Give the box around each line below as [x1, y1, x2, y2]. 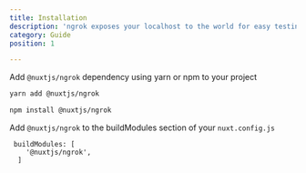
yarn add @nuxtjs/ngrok [9, 89, 100, 98]
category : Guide [9, 30, 71, 39]
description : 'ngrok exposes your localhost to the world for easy [9, 22, 271, 31]
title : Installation [9, 13, 88, 23]
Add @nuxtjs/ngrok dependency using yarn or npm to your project [9, 72, 258, 83]
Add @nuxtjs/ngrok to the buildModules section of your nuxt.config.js [9, 122, 275, 133]
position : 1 [9, 38, 55, 48]
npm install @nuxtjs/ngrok [9, 106, 112, 115]
